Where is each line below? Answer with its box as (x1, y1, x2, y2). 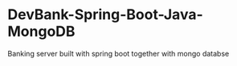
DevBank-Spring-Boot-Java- (7, 6, 204, 24)
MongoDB (7, 22, 76, 41)
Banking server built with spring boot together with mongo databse (7, 49, 230, 58)
